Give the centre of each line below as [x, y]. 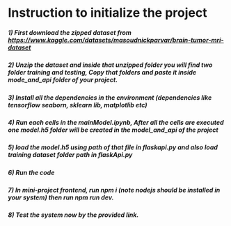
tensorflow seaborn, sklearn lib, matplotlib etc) [78, 105]
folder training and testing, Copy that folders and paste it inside [102, 73]
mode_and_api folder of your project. [63, 80]
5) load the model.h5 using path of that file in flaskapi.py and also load [113, 147]
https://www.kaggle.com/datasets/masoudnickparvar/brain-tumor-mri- [116, 40]
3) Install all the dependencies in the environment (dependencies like [110, 97]
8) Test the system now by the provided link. [73, 215]
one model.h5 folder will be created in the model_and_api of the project [113, 130]
